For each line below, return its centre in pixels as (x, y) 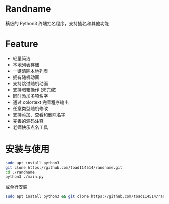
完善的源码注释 (28, 121)
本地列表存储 (26, 64)
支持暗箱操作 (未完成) (34, 89)
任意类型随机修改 (30, 108)
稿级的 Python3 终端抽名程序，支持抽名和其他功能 (57, 23)
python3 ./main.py (24, 177)
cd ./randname (20, 172)
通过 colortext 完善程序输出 (41, 102)
